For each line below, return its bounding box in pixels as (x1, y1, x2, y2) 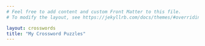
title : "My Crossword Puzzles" (6, 30, 86, 36)
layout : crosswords (6, 25, 56, 31)
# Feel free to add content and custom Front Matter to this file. (6, 8, 182, 15)
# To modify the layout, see (6, 14, 81, 20)
